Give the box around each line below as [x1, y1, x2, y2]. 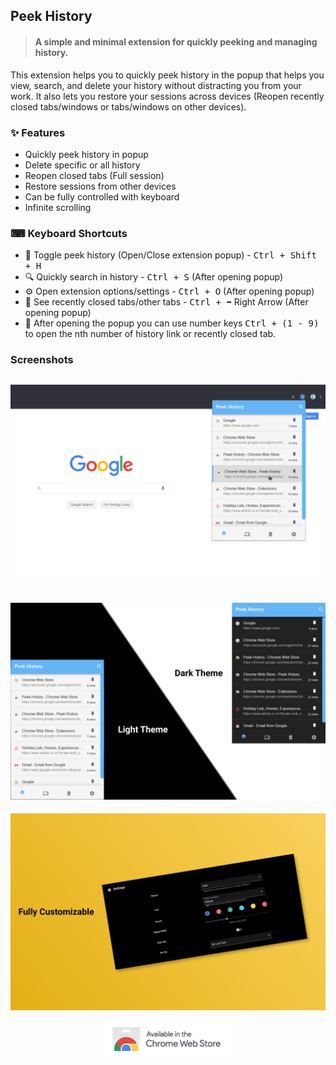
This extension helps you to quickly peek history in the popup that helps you [10, 69, 325, 81]
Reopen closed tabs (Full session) [24, 169, 165, 181]
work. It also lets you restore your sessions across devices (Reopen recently [10, 90, 325, 102]
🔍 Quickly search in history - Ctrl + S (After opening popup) [24, 271, 284, 283]
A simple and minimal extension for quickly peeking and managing [34, 35, 318, 48]
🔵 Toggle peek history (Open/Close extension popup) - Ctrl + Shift [24, 249, 317, 261]
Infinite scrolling [24, 201, 92, 213]
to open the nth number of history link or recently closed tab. [24, 328, 277, 340]
